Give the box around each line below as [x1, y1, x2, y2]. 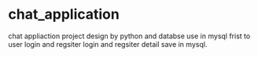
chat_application [8, 5, 120, 23]
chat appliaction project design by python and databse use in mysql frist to [8, 31, 251, 41]
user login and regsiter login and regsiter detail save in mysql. [8, 39, 208, 48]
